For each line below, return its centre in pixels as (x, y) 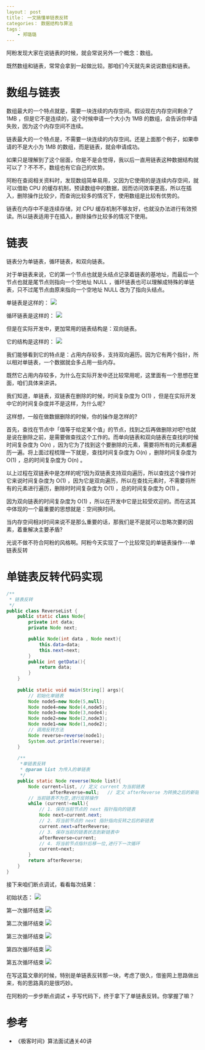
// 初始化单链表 (46, 696)
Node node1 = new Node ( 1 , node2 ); (68, 724)
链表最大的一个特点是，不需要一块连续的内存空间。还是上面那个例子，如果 (100, 139)
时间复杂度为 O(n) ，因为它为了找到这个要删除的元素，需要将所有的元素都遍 (102, 445)
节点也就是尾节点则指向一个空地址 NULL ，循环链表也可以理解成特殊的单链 (100, 282)
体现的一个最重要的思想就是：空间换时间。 (65, 509)
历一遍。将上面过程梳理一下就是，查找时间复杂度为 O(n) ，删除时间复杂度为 (102, 452)
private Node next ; (53, 628)
